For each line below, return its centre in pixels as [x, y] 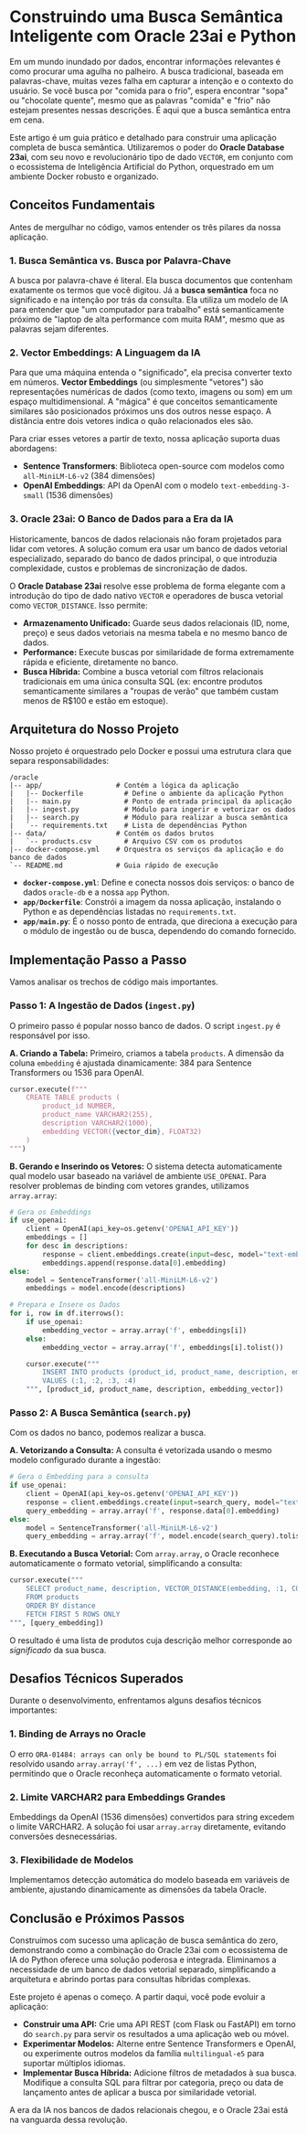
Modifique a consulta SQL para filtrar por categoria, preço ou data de [153, 2083]
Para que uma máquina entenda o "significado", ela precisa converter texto [151, 373]
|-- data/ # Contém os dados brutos [112, 833]
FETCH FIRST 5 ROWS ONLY [73, 1614]
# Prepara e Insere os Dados [65, 1305]
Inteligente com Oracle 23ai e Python [153, 36]
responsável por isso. [50, 1035]
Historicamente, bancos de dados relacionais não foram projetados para [146, 539]
